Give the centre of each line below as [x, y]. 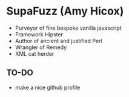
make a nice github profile [48, 87]
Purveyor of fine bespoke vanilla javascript [68, 28]
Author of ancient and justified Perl [59, 41]
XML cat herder [35, 53]
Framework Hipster [39, 34]
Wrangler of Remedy [41, 47]
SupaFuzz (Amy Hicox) [65, 11]
